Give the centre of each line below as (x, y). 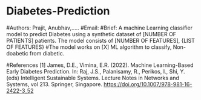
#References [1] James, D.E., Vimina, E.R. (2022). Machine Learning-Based (100, 65)
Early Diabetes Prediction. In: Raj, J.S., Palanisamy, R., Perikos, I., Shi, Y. (96, 71)
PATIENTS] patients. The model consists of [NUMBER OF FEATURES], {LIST (101, 40)
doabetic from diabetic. (35, 53)
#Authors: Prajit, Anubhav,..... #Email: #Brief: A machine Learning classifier (99, 28)
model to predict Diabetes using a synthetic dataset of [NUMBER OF (91, 34)
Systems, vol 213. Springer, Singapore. (54, 84)
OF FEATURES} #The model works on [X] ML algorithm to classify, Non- (96, 47)
